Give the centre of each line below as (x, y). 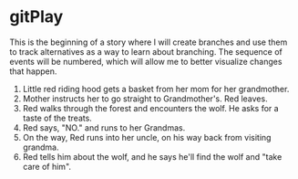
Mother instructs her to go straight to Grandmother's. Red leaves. (145, 99)
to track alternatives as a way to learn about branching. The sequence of (146, 51)
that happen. (33, 71)
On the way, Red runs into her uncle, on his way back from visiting (147, 137)
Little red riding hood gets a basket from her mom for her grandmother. (156, 89)
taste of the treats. (57, 118)
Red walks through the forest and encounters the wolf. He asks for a (151, 108)
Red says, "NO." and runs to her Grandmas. (104, 127)
